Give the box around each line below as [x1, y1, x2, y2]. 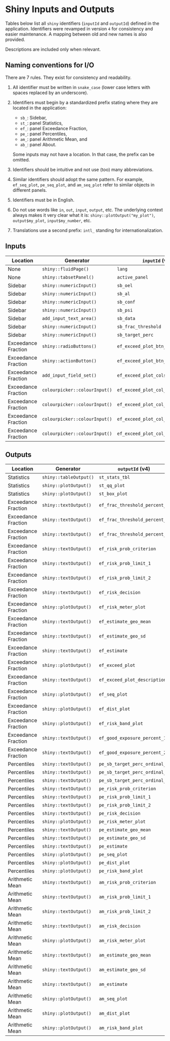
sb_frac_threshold [117, 324, 161, 330]
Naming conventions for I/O [5, 61, 95, 69]
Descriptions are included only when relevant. [5, 46, 101, 52]
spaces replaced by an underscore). [12, 90, 89, 96]
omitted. [12, 156, 30, 163]
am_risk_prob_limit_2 [99, 909, 151, 914]
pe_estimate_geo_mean [99, 827, 151, 833]
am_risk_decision [99, 923, 141, 929]
